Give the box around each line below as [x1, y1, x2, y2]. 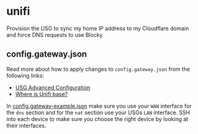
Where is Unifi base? [15, 90, 68, 98]
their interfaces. [6, 122, 47, 129]
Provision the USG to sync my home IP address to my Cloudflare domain [6, 25, 189, 32]
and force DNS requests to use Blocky [6, 31, 103, 38]
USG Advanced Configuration [15, 84, 91, 91]
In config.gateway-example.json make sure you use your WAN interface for [6, 102, 192, 109]
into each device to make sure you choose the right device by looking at [6, 115, 189, 122]
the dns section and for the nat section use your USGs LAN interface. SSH [6, 109, 190, 116]
